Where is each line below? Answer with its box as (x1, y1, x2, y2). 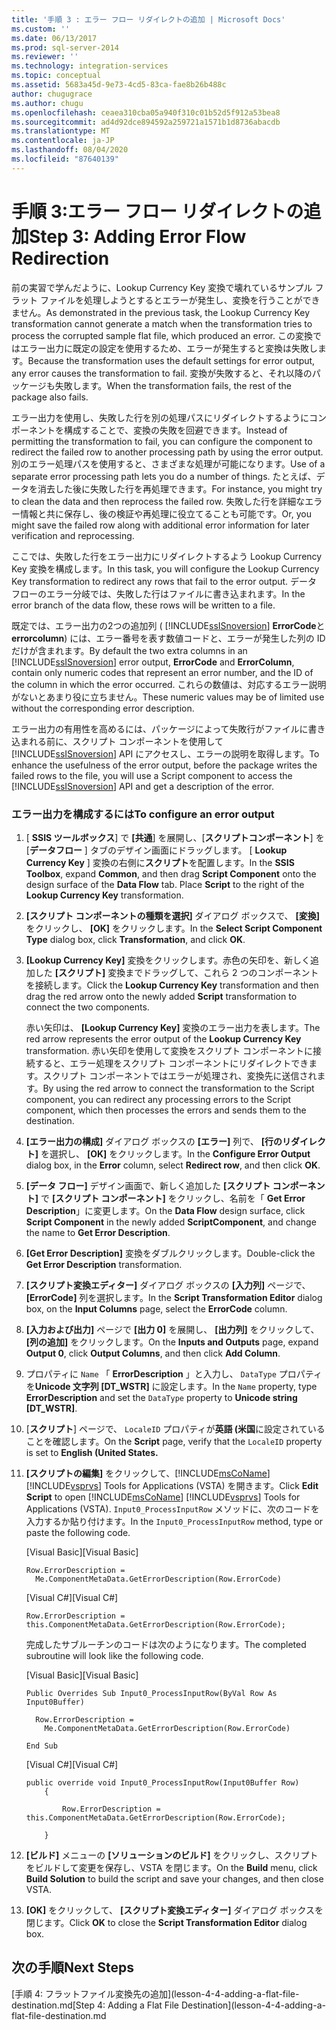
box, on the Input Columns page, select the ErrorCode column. (25, 1302, 288, 1315)
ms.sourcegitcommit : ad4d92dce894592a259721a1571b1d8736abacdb (11, 117, 281, 127)
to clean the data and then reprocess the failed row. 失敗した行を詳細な (11, 495, 306, 507)
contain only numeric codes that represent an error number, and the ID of (11, 666, 314, 678)
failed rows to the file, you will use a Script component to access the (11, 769, 293, 781)
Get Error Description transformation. (25, 1258, 183, 1270)
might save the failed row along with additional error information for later (11, 519, 310, 531)
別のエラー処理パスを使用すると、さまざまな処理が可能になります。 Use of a (11, 457, 326, 470)
